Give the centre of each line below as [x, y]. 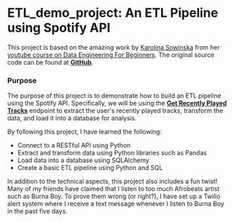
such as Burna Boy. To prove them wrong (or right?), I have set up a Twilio [114, 196]
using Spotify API [59, 28]
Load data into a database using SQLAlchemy [83, 160]
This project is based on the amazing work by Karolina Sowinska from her [113, 47]
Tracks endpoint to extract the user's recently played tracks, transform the [115, 111]
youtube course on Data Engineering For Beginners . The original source [111, 55]
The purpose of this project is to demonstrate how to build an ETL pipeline [115, 96]
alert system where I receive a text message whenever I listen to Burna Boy [116, 204]
